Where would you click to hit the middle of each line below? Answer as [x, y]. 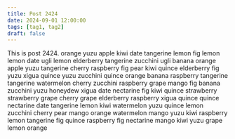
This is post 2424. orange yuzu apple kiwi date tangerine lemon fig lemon [114, 53]
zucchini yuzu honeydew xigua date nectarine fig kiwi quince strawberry [112, 91]
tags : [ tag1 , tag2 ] [36, 27]
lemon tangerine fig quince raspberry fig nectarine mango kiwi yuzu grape [115, 121]
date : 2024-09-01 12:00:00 [47, 20]
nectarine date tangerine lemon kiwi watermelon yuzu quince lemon [106, 105]
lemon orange [27, 128]
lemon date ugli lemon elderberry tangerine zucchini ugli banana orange [112, 61]
